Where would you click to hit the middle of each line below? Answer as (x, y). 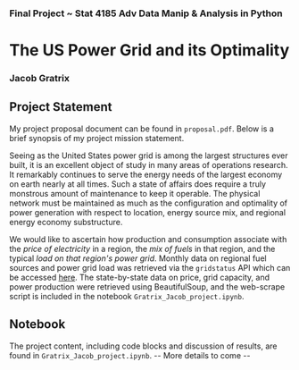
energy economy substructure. (66, 222)
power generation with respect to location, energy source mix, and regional (148, 212)
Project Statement (61, 107)
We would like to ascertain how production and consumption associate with (148, 239)
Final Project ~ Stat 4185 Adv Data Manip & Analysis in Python (146, 13)
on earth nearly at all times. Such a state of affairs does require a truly (137, 184)
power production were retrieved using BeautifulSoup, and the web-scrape (147, 286)
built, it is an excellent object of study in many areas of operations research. (149, 164)
